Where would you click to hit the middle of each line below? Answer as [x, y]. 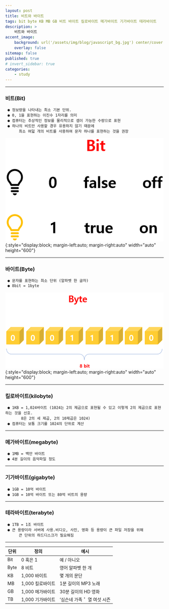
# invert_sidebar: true [30, 64]
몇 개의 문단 [71, 576]
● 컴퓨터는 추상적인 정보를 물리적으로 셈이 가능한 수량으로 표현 [64, 121]
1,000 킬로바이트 [38, 584]
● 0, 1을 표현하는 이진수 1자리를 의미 [42, 115]
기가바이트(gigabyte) [30, 477]
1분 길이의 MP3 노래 [80, 584]
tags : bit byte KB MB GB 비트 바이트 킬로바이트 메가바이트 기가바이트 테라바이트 [81, 21]
